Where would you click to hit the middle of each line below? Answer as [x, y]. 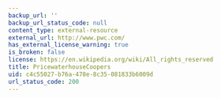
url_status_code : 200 [44, 81]
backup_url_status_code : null [58, 23]
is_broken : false [37, 52]
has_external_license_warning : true [68, 45]
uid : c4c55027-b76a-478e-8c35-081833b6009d [81, 74]
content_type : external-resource [63, 30]
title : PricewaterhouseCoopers [60, 67]
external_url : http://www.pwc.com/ [67, 38]
